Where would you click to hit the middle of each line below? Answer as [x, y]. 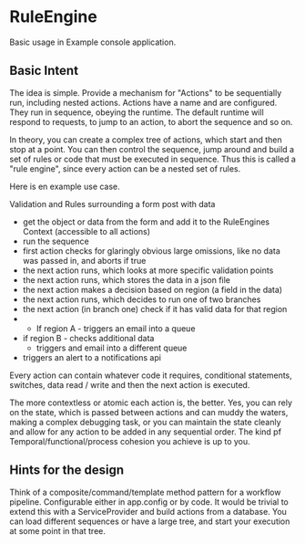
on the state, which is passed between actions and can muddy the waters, [149, 412]
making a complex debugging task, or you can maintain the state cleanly [145, 422]
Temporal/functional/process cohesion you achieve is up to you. [130, 441]
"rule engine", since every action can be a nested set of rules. [125, 168]
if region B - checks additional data [88, 338]
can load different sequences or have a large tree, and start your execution [150, 521]
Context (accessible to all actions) [86, 231]
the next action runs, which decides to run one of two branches [142, 299]
